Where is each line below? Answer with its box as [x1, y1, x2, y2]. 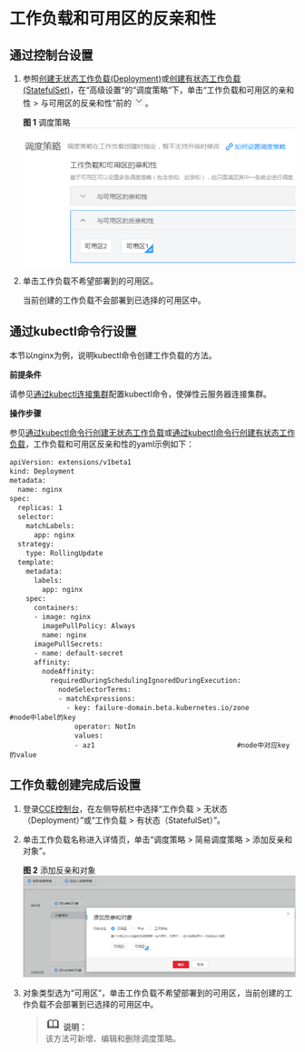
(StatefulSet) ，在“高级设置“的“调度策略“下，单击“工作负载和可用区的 [22, 85, 279, 95]
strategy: [17, 539, 54, 548]
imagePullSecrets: [33, 639, 103, 648]
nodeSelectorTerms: [57, 685, 132, 694]
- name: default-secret [33, 648, 124, 657]
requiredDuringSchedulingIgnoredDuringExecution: [49, 676, 242, 685]
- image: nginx [33, 612, 92, 621]
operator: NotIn [74, 722, 136, 731]
